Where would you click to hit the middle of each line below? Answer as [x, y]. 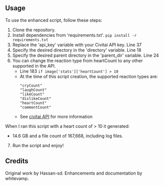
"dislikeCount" [35, 98]
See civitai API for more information [56, 116]
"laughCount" [33, 90]
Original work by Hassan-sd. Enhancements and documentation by [74, 173]
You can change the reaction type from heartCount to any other [78, 60]
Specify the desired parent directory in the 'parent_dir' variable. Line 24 [85, 55]
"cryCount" [31, 86]
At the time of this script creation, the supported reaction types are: [89, 76]
